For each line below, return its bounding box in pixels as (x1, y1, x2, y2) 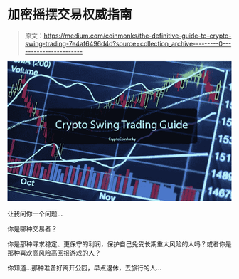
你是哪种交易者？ (7, 225, 58, 233)
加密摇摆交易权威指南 (7, 6, 133, 23)
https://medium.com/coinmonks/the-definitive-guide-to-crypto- (43, 31, 232, 40)
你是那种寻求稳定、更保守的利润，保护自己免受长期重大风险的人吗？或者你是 (7, 240, 232, 248)
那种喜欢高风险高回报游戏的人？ (7, 248, 101, 257)
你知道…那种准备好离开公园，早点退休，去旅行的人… (7, 264, 162, 273)
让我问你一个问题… (7, 209, 63, 218)
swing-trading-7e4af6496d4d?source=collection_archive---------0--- (24, 39, 232, 48)
